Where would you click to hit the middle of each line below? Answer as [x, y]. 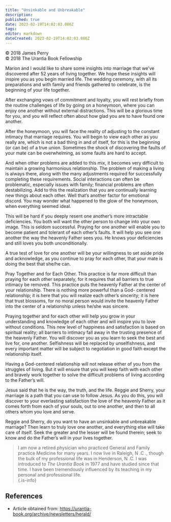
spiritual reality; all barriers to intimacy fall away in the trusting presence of [83, 332]
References [24, 496]
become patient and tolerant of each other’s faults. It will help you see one [83, 232]
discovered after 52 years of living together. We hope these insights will [80, 73]
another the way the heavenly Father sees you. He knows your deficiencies [84, 238]
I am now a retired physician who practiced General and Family [84, 448]
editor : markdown [24, 34]
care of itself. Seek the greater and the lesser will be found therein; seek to [83, 432]
